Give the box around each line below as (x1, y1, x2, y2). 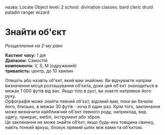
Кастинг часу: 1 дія (5, 52, 46, 58)
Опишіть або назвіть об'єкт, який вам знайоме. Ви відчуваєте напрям (5, 77, 152, 83)
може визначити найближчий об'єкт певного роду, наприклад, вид (5, 108, 147, 114)
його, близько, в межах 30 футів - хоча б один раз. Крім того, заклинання (5, 103, 160, 109)
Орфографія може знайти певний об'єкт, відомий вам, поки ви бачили (5, 98, 153, 104)
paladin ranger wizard (5, 9, 50, 15)
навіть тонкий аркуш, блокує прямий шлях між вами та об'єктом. (5, 124, 143, 130)
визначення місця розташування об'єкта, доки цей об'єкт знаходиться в (5, 82, 158, 88)
